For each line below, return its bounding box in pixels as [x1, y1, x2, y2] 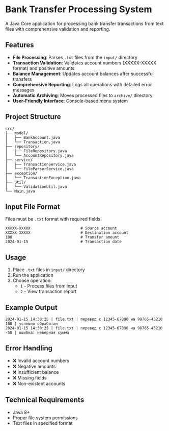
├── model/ [5, 130, 29, 136]
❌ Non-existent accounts [12, 380, 66, 387]
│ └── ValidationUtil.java [5, 184, 67, 189]
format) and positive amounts [12, 65, 75, 71]
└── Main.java [5, 188, 36, 194]
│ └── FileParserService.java [5, 166, 74, 172]
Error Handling [5, 344, 52, 353]
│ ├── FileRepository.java [5, 148, 67, 154]
